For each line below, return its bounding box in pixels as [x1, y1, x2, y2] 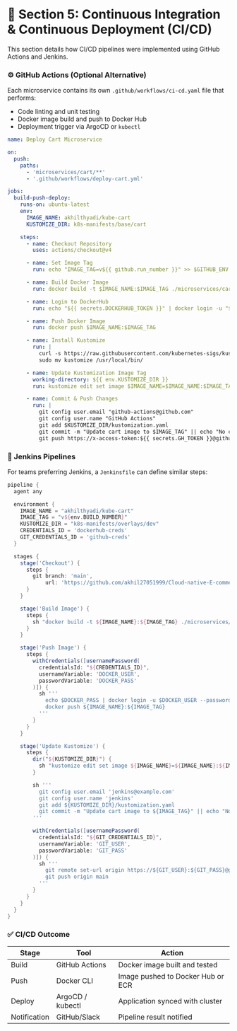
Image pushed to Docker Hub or [118, 971, 224, 981]
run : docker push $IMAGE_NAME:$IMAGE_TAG [32, 324, 157, 331]
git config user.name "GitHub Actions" [38, 415, 157, 422]
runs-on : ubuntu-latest [20, 201, 90, 208]
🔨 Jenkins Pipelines [7, 451, 76, 461]
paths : [20, 162, 39, 169]
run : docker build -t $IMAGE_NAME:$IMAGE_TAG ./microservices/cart [32, 285, 235, 292]
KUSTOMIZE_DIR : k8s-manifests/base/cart [25, 221, 147, 228]
